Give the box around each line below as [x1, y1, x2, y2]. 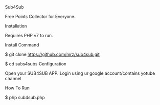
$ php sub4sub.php [5, 95, 45, 100]
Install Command [5, 42, 39, 48]
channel [5, 76, 22, 81]
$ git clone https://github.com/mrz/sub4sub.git [5, 51, 100, 57]
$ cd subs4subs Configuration [5, 61, 67, 66]
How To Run [5, 85, 30, 91]
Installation [5, 23, 27, 29]
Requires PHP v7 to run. [5, 33, 53, 38]
